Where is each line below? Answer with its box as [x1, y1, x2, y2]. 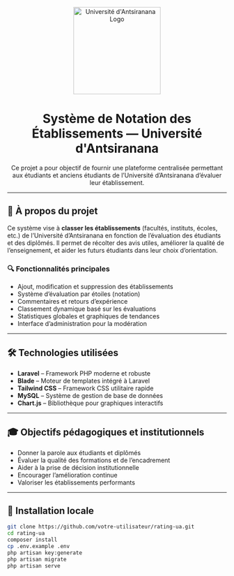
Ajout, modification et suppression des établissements [17, 283, 173, 291]
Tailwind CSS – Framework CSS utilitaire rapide [17, 384, 154, 392]
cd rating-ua [7, 530, 45, 537]
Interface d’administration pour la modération [17, 320, 148, 328]
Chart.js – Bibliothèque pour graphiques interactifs [17, 399, 164, 407]
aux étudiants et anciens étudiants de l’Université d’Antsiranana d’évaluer [12, 171, 222, 179]
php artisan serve [7, 562, 61, 569]
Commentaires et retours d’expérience [17, 297, 128, 306]
